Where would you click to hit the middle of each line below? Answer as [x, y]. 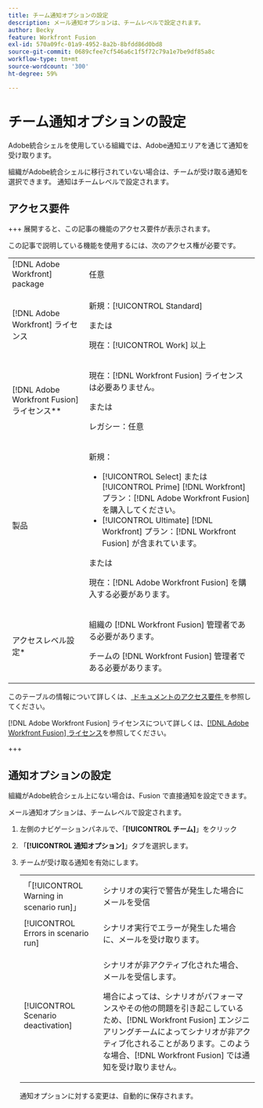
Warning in [43, 896]
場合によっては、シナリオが [154, 997]
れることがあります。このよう [196, 1044]
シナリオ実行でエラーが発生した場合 [169, 928]
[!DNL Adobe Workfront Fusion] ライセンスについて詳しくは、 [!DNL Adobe [128, 723]
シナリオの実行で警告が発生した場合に [173, 891]
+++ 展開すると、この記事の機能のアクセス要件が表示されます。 [112, 229]
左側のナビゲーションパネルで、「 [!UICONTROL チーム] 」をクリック [128, 829]
